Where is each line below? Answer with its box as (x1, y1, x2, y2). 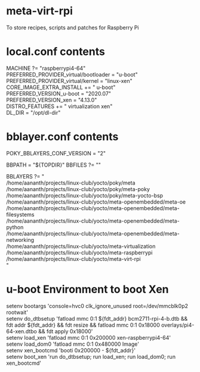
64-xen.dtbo (6, 327, 37, 335)
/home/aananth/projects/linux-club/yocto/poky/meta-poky (6, 185, 150, 192)
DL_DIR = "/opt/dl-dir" (6, 109, 61, 116)
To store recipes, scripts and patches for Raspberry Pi (6, 24, 139, 31)
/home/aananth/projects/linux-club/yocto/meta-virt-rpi (6, 255, 141, 262)
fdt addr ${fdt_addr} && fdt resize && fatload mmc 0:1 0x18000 (6, 321, 160, 328)
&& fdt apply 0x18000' (38, 327, 93, 335)
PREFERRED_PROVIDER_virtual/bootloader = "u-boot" (6, 70, 139, 78)
